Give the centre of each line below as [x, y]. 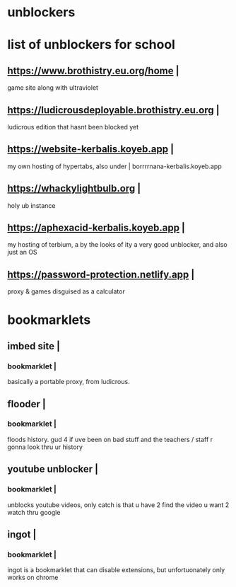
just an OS [22, 252]
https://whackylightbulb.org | [74, 188]
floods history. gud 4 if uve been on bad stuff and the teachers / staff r [110, 439]
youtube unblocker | [53, 469]
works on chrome [33, 578]
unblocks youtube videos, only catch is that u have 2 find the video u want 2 [118, 505]
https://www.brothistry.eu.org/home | [93, 70]
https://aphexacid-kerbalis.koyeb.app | [96, 228]
